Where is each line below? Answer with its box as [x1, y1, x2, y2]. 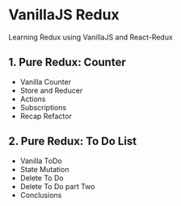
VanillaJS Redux [8, 6, 120, 24]
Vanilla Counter [19, 76, 71, 86]
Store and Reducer [19, 85, 83, 95]
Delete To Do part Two [19, 181, 95, 191]
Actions [19, 94, 46, 104]
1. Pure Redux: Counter [8, 56, 127, 69]
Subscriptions [19, 102, 67, 112]
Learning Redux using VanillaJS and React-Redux [8, 32, 174, 42]
